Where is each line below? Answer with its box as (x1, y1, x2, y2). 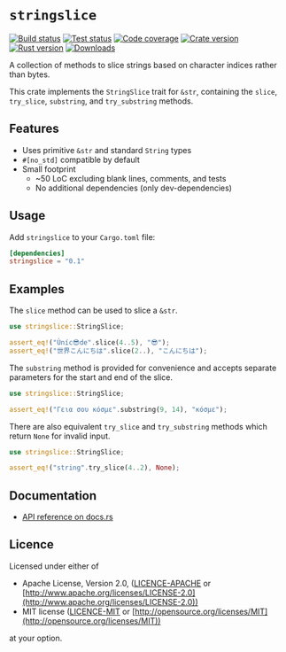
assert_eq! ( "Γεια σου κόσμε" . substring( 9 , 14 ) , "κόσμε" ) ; (9, 405, 228, 414)
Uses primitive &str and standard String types (21, 144, 192, 155)
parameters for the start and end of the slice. (9, 371, 173, 383)
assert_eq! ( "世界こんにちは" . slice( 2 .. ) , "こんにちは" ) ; (9, 346, 208, 355)
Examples (9, 282, 65, 297)
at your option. (9, 633, 63, 643)
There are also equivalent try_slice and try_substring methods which (9, 421, 268, 431)
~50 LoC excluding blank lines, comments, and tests (35, 173, 227, 183)
